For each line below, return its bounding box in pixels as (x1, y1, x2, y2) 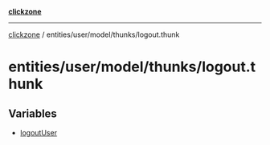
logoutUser (19, 128, 58, 137)
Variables (8, 107, 58, 120)
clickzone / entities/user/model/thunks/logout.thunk (8, 30, 180, 39)
